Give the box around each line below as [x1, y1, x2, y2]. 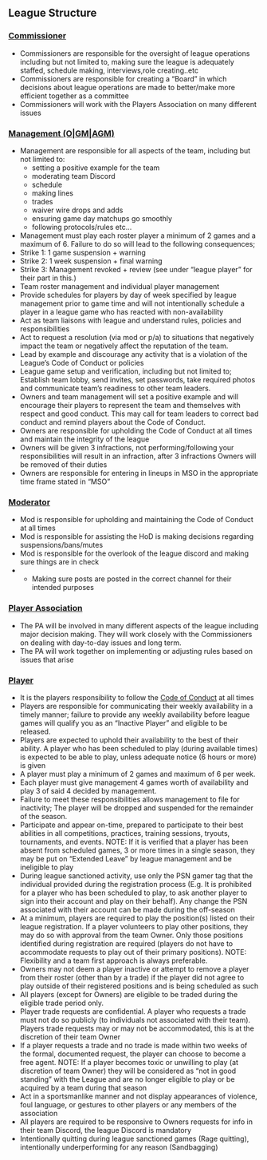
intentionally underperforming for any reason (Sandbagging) [19, 1142, 218, 1152]
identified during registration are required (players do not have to [19, 938, 234, 948]
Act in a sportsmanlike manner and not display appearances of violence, [19, 1091, 257, 1101]
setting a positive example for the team [31, 163, 160, 172]
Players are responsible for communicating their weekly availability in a [19, 701, 253, 711]
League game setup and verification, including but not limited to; [19, 366, 233, 376]
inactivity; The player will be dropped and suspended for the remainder [19, 802, 253, 813]
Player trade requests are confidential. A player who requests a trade [19, 1006, 246, 1016]
